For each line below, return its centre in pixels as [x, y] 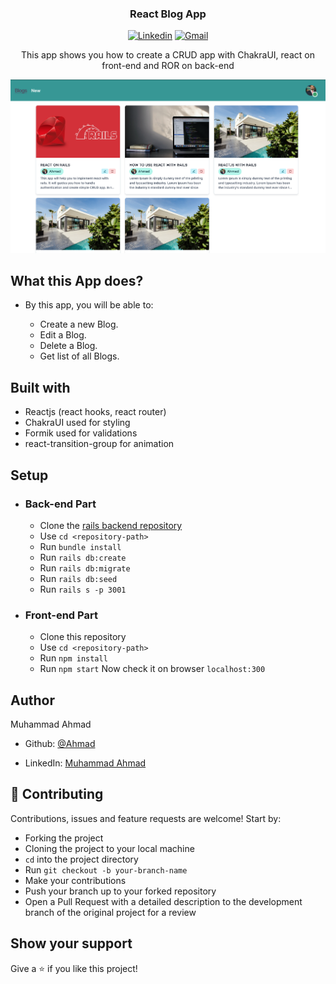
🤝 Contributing [57, 794]
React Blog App [168, 14]
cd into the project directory [81, 859]
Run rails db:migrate [85, 568]
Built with [40, 387]
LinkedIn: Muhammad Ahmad [85, 763]
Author [32, 700]
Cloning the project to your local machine [109, 848]
